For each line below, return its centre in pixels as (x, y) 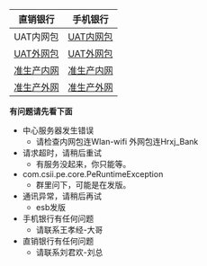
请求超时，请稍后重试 (62, 153)
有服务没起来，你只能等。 (83, 164)
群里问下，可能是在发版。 (83, 185)
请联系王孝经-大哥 (69, 230)
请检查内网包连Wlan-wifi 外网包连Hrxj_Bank (117, 142)
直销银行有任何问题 (58, 241)
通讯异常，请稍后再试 (62, 196)
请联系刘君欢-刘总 (69, 252)
